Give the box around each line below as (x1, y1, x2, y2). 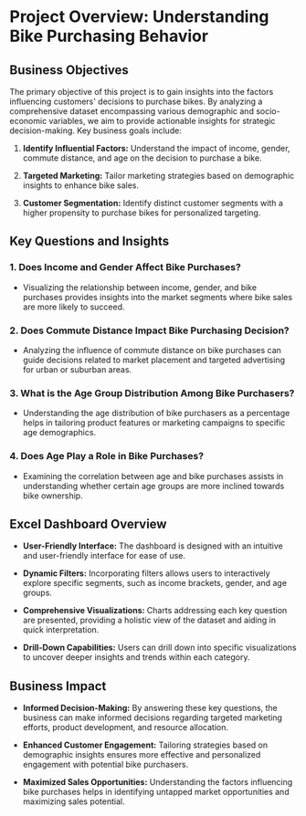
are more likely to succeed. (22, 301, 125, 312)
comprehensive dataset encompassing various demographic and (9, 106, 254, 116)
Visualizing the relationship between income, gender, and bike (22, 281, 258, 293)
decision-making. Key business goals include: (9, 125, 183, 136)
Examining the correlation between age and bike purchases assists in (22, 470, 284, 481)
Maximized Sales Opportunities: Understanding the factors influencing (22, 777, 293, 788)
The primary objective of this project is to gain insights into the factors (9, 87, 274, 97)
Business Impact (9, 678, 107, 694)
